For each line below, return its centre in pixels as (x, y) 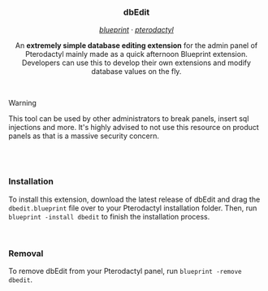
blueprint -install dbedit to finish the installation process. (109, 216)
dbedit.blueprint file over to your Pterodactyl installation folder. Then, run (133, 208)
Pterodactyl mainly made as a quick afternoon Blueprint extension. (136, 54)
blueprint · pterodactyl (136, 30)
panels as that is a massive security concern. (84, 136)
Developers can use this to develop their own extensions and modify (136, 63)
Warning (22, 103)
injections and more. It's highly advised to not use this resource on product (134, 128)
